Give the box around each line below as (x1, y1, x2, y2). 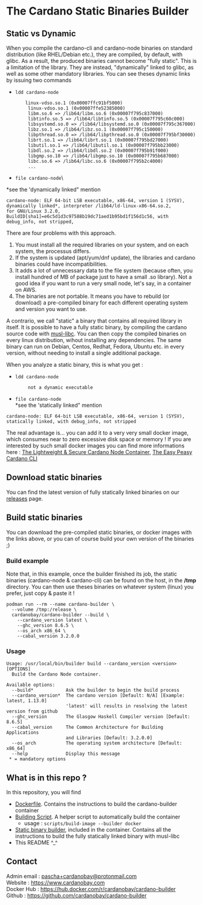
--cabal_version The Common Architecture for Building (11, 725, 164, 731)
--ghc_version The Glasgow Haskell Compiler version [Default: (11, 714, 190, 720)
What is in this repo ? (6, 772, 87, 783)
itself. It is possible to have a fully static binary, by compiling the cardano (6, 324, 187, 331)
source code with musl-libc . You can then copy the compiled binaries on (6, 330, 187, 337)
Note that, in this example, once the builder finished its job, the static (6, 570, 177, 578)
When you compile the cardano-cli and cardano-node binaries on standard (6, 44, 193, 51)
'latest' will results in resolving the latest (65, 703, 188, 709)
